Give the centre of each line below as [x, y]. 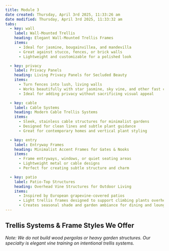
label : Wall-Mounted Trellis [45, 33]
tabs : [11, 24]
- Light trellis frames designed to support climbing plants [84, 201]
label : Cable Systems [37, 108]
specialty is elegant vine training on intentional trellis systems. [70, 243]
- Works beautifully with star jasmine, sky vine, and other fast [90, 89]
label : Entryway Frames [39, 145]
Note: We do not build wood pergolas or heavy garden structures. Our [78, 237]
